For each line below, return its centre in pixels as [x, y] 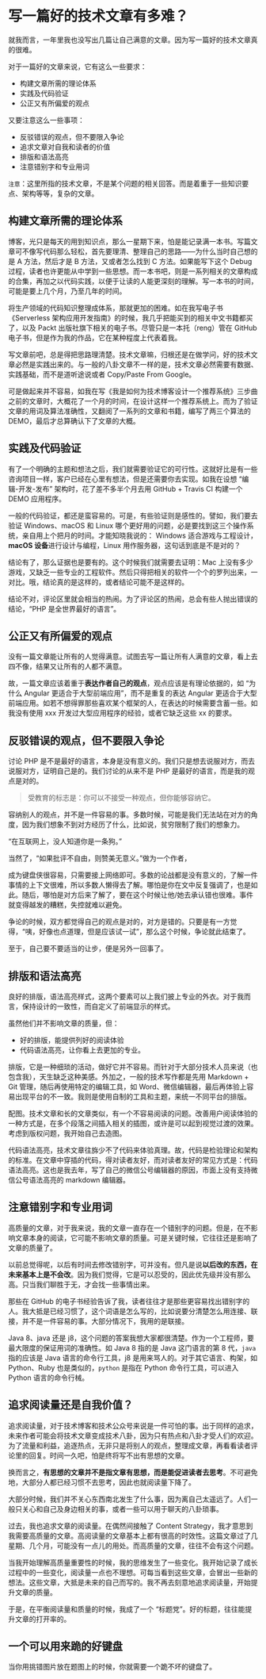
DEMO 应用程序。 [37, 498]
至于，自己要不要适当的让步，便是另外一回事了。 [88, 949]
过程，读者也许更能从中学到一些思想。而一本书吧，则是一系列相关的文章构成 [133, 271]
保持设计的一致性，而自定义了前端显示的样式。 [98, 1006]
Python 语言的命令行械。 [49, 1378]
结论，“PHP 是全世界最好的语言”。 [65, 608]
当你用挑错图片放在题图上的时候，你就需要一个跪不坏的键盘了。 [112, 1667]
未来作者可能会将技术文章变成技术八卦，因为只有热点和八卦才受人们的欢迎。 [133, 1436]
